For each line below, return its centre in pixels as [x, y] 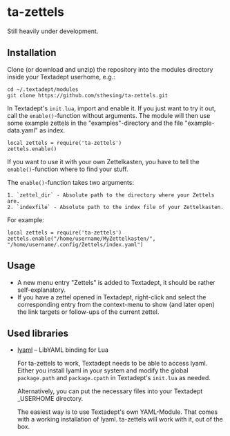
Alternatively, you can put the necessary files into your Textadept [110, 391]
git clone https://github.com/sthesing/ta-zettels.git [88, 95]
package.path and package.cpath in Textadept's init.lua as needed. [114, 378]
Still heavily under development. [53, 31]
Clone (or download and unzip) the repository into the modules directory [110, 69]
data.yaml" [22, 130]
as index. [52, 130]
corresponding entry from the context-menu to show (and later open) [116, 304]
